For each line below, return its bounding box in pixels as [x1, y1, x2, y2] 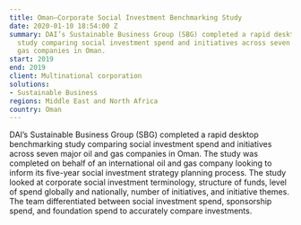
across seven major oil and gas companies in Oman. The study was [9, 149, 258, 160]
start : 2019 [9, 55, 54, 64]
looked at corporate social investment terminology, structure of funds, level [9, 177, 288, 188]
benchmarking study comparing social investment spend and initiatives [9, 139, 272, 150]
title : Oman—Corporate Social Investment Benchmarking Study [9, 13, 243, 22]
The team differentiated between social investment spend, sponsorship [9, 196, 272, 207]
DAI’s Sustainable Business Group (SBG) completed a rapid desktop [9, 129, 259, 140]
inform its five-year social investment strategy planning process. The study [9, 168, 287, 178]
